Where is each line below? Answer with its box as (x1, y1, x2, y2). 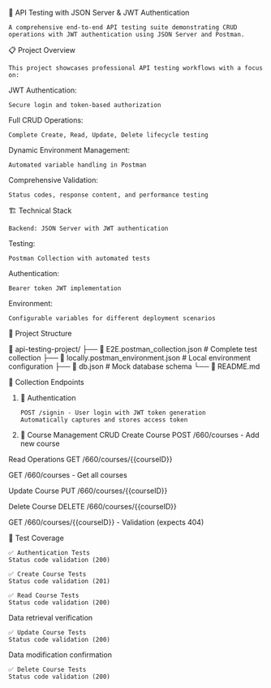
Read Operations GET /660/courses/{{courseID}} (8, 455, 173, 464)
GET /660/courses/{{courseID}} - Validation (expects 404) (8, 517, 204, 527)
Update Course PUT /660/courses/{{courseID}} (8, 486, 168, 495)
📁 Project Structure (8, 329, 72, 338)
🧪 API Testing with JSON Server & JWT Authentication (8, 8, 190, 17)
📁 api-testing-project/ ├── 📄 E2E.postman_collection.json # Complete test (8, 344, 258, 353)
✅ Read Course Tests (8, 591, 80, 599)
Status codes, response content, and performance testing (8, 191, 209, 199)
